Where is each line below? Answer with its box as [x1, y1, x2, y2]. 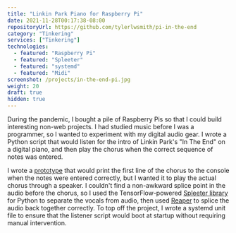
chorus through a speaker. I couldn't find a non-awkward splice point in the [7, 181, 226, 189]
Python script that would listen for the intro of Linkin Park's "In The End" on [7, 138, 225, 145]
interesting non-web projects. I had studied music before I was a [7, 123, 194, 131]
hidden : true [7, 96, 46, 103]
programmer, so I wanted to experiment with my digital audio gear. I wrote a [7, 130, 227, 138]
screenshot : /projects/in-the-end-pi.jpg [7, 76, 131, 83]
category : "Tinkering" [7, 30, 74, 37]
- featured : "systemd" [13, 63, 80, 70]
